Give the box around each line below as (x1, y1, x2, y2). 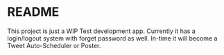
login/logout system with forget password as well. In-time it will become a (7, 34, 218, 42)
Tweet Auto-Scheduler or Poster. (7, 41, 101, 49)
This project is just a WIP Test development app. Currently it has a (7, 27, 196, 35)
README (7, 4, 60, 20)
